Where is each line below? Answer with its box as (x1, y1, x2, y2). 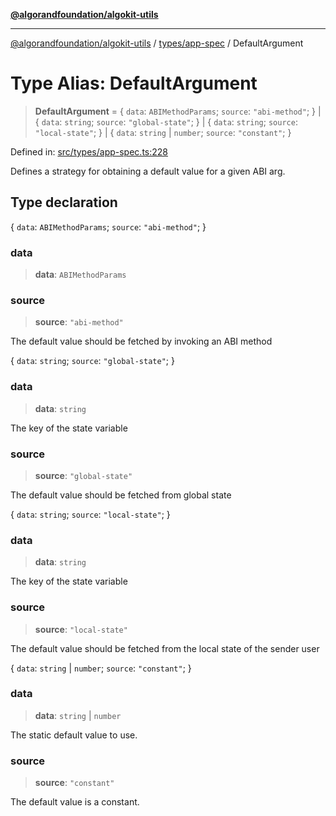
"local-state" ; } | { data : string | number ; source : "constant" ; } (34, 126, 292, 138)
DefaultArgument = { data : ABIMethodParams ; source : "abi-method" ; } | (34, 105, 322, 117)
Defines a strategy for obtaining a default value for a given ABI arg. (10, 165, 286, 177)
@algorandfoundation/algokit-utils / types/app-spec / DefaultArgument (10, 37, 304, 49)
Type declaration (10, 194, 118, 211)
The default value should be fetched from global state (10, 489, 232, 501)
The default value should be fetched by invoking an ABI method (10, 335, 273, 348)
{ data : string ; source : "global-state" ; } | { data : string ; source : (34, 115, 298, 128)
